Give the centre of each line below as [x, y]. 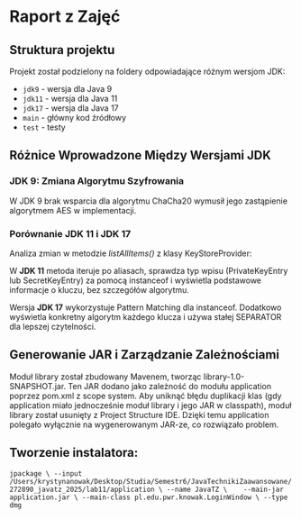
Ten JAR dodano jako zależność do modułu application [170, 386]
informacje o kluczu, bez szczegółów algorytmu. [99, 289]
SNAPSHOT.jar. [38, 386]
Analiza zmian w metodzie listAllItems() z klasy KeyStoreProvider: [131, 253]
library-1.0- [224, 377]
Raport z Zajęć [65, 17]
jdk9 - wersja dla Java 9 [67, 89]
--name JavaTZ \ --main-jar [225, 489]
